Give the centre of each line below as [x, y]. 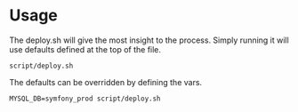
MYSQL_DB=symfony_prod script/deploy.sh [85, 99]
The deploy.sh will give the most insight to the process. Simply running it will [149, 40]
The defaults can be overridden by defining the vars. [106, 82]
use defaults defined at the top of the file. [85, 49]
